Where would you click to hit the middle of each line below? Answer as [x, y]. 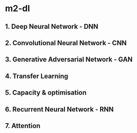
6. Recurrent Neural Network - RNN [60, 109]
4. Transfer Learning [37, 76]
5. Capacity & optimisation [46, 93]
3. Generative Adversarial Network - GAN [69, 60]
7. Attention [23, 125]
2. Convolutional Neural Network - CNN [66, 43]
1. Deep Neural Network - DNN [52, 27]
